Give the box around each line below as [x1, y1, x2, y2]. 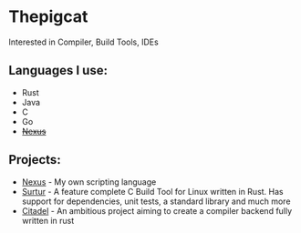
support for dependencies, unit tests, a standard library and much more [21, 196, 291, 207]
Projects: [8, 152, 61, 167]
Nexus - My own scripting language [21, 176, 157, 187]
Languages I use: [8, 63, 109, 78]
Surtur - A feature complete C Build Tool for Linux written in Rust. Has [21, 186, 284, 197]
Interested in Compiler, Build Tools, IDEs [8, 36, 159, 47]
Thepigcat [8, 6, 88, 27]
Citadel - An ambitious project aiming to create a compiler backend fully [21, 205, 293, 216]
